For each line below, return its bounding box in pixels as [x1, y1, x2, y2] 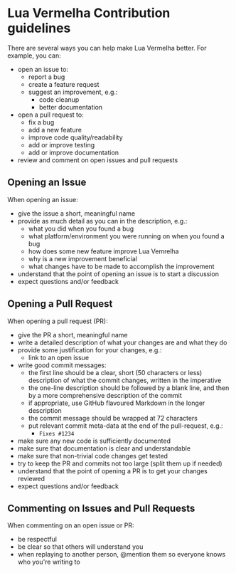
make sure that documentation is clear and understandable [17, 443, 191, 453]
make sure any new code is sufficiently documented [17, 436, 171, 445]
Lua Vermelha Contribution [7, 5, 171, 21]
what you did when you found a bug [28, 224, 134, 233]
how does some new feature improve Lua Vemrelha [28, 247, 179, 256]
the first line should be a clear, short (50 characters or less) [28, 368, 203, 377]
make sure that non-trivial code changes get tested [17, 451, 168, 460]
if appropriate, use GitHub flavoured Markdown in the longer [28, 399, 205, 407]
